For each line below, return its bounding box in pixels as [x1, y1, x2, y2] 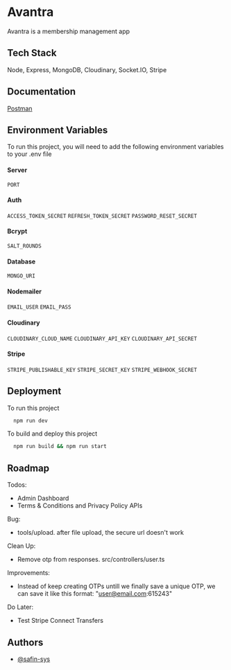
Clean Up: [7, 542, 36, 550]
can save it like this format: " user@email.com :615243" [17, 590, 172, 598]
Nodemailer [7, 287, 42, 295]
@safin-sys [17, 655, 51, 663]
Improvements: [7, 569, 51, 577]
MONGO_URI [7, 273, 36, 280]
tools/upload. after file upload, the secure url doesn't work [17, 529, 184, 537]
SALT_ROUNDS [7, 242, 42, 250]
